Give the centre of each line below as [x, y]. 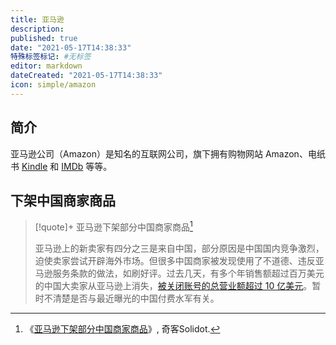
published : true [44, 38]
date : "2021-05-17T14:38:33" [71, 47]
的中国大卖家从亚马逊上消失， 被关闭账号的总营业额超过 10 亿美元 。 [173, 286]
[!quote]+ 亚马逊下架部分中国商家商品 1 [113, 226]
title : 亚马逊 [37, 19]
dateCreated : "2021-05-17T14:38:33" [86, 76]
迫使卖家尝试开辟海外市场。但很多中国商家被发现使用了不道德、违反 [175, 261]
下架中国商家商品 [63, 200]
